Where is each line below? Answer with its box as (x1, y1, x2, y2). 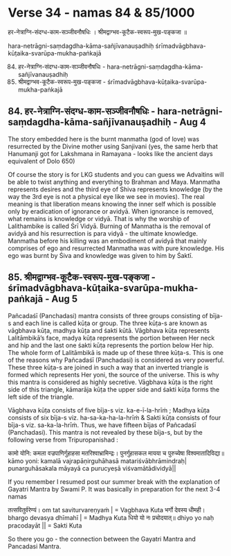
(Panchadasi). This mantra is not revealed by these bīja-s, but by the (8, 428, 203, 436)
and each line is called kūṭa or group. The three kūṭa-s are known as (12, 319, 207, 327)
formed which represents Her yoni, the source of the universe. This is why (8, 370, 220, 379)
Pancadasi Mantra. (8, 542, 62, 550)
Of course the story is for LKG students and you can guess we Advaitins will (8, 170, 224, 178)
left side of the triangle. (8, 392, 75, 401)
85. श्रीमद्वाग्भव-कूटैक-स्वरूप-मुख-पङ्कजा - (8, 272, 156, 284)
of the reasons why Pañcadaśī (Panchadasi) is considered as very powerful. (8, 356, 225, 364)
